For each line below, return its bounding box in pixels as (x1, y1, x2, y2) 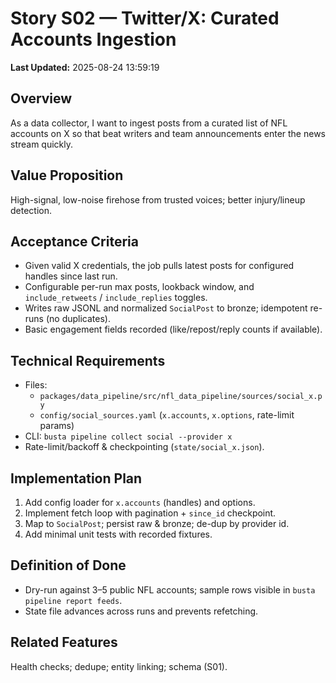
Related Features (10, 634, 118, 651)
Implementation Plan (10, 470, 143, 487)
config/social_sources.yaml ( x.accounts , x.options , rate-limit (39, 409, 295, 421)
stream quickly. (10, 138, 74, 150)
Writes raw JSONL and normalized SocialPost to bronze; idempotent (24, 302, 308, 314)
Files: (24, 379, 48, 391)
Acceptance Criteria (10, 233, 139, 250)
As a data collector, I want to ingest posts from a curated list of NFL (10, 117, 288, 129)
